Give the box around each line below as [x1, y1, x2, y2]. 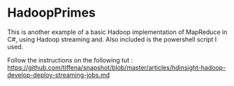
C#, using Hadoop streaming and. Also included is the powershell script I [7, 35, 217, 43]
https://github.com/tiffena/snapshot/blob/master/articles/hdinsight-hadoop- [7, 63, 226, 71]
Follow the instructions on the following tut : [7, 55, 133, 64]
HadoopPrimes [7, 5, 96, 21]
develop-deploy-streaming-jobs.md [7, 71, 110, 79]
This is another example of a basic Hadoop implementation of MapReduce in [7, 28, 228, 36]
